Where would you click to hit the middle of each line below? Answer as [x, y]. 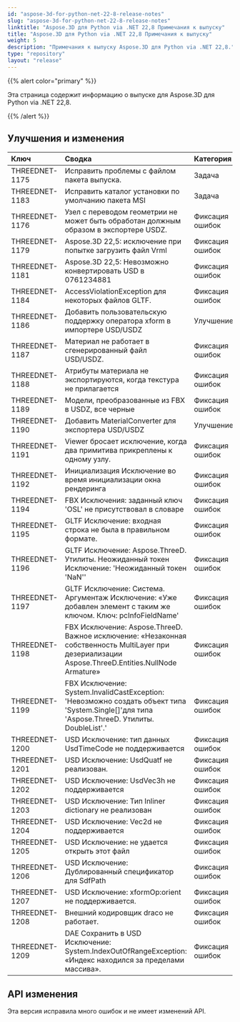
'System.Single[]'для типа [109, 710]
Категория [213, 159]
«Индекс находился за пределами [124, 960]
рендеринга [85, 489]
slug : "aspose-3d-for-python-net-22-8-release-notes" [89, 21]
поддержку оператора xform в [118, 321]
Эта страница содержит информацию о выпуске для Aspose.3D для [111, 94]
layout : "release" [35, 61]
